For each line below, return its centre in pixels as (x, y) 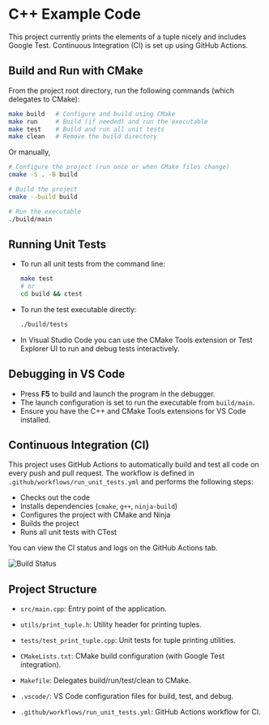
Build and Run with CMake (76, 71)
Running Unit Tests (58, 244)
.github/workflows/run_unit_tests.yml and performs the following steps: (131, 482)
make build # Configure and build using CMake (92, 114)
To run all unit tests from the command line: (93, 264)
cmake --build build (43, 197)
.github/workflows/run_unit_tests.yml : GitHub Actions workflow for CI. (140, 712)
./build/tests (44, 324)
